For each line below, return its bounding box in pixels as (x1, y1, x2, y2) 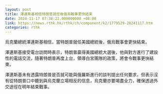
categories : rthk (5, 25, 40, 30)
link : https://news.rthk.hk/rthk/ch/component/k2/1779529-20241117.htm (5, 20, 153, 26)
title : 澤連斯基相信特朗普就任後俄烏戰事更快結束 (5, 12, 93, 16)
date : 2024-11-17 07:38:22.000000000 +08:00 (5, 16, 97, 21)
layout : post (5, 7, 32, 12)
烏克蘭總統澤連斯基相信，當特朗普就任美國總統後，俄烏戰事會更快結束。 (5, 39, 149, 45)
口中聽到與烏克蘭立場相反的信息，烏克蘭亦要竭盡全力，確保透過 (26, 78, 154, 84)
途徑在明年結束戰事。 (9, 84, 52, 90)
